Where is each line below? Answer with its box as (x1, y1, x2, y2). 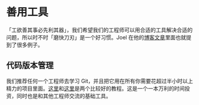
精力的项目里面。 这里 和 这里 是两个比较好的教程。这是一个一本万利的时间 (6, 85, 185, 92)
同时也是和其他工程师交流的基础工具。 (16, 92, 111, 99)
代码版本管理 (6, 60, 54, 70)
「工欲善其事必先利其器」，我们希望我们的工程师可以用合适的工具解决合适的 (6, 26, 193, 33)
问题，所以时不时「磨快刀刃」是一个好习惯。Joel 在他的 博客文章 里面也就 (6, 33, 186, 41)
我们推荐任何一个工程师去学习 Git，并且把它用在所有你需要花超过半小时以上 (6, 77, 194, 84)
